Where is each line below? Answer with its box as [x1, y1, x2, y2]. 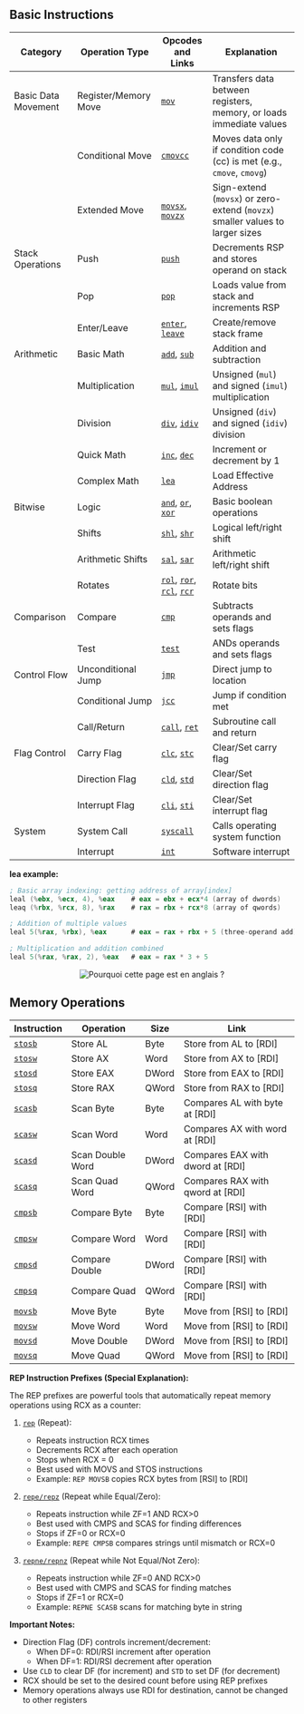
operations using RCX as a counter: [9, 1399, 142, 1410]
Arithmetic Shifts [76, 552, 147, 565]
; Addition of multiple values [9, 920, 128, 929]
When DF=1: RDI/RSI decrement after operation [35, 1655, 213, 1667]
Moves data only [212, 131, 283, 144]
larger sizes [212, 226, 262, 239]
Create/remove [212, 316, 277, 328]
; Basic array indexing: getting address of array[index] [9, 886, 233, 895]
